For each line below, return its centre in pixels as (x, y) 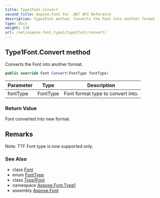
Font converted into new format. (38, 119)
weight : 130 (17, 28)
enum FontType (28, 175)
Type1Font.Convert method (48, 52)
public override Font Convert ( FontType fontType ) (57, 73)
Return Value (21, 108)
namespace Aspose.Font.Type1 (44, 185)
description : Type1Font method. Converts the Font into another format (80, 19)
